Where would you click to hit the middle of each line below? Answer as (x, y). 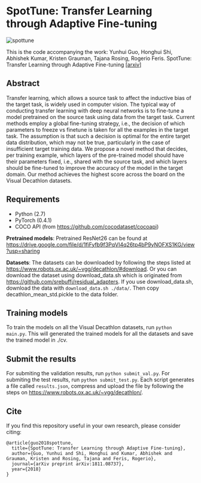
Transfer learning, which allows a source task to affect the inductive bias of (99, 98)
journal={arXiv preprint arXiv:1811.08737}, (68, 464)
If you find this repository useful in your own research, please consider (93, 426)
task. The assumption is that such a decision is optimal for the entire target (98, 136)
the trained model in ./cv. (37, 340)
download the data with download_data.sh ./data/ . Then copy (83, 288)
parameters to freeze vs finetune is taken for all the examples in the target (97, 129)
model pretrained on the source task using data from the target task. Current (100, 117)
